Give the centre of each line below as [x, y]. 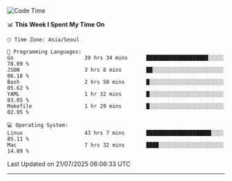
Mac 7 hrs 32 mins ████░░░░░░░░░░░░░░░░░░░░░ [116, 145]
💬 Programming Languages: [44, 52]
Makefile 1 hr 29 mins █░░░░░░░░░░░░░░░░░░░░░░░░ [116, 106]
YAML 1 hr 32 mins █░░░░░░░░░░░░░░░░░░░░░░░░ [116, 94]
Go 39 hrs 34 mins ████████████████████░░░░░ [116, 58]
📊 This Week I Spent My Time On [56, 25]
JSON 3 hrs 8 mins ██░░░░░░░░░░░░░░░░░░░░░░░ [116, 70]
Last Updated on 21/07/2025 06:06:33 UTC [69, 164]
